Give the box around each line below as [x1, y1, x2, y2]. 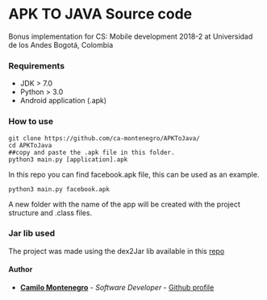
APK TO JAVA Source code [8, 5, 192, 23]
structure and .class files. [8, 207, 93, 218]
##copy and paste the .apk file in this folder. [8, 148, 175, 156]
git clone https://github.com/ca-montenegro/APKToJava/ [8, 134, 200, 142]
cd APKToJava [8, 141, 52, 149]
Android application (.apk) [19, 96, 107, 106]
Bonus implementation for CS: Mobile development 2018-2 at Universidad [8, 31, 253, 41]
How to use [8, 116, 54, 127]
